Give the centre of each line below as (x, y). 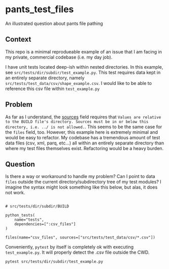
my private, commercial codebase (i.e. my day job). (59, 57)
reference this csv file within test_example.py (53, 88)
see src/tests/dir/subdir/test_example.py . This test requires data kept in (83, 72)
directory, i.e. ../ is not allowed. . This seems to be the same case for (84, 127)
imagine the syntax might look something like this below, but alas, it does (81, 187)
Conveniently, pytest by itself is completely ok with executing (70, 247)
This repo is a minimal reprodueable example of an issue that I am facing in (84, 51)
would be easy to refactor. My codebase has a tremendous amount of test (83, 137)
